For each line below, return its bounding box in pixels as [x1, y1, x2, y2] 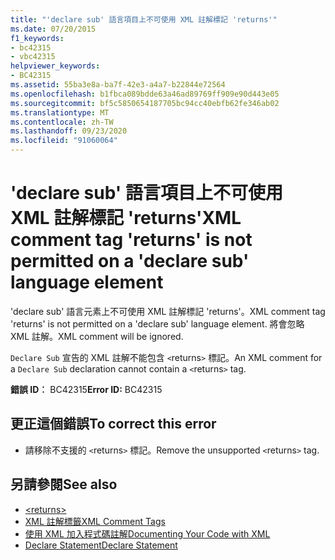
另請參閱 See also [10, 476, 118, 493]
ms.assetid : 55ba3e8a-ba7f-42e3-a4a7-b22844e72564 [10, 80, 226, 90]
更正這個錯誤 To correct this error [10, 416, 217, 433]
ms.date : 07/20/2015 [10, 24, 97, 34]
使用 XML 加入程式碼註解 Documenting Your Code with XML [24, 527, 271, 540]
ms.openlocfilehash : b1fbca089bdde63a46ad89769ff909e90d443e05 [10, 89, 280, 99]
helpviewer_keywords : [10, 61, 101, 71]
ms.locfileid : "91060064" [10, 136, 118, 146]
